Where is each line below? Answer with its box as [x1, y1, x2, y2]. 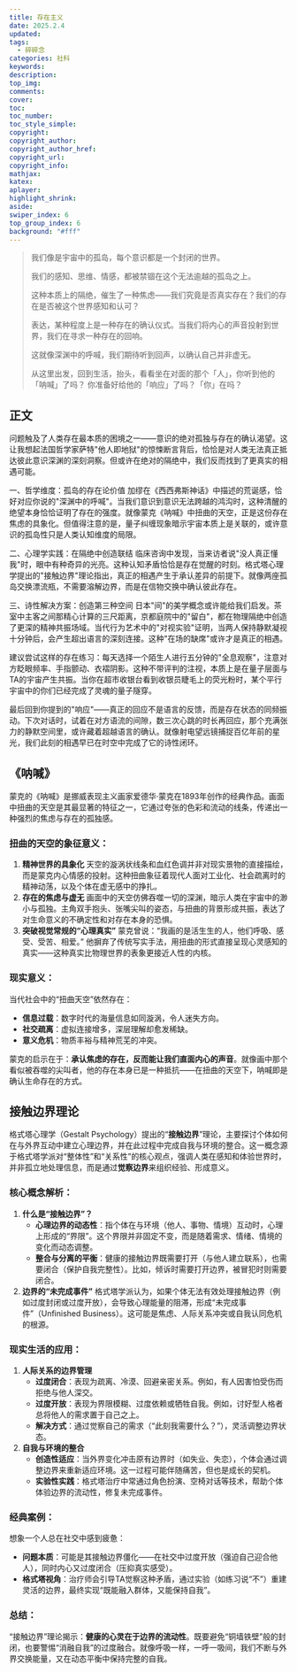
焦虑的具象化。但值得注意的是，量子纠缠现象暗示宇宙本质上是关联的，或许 [9, 519, 280, 529]
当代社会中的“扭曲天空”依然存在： [9, 993, 133, 1005]
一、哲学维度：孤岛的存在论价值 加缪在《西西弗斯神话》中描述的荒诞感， [9, 485, 275, 496]
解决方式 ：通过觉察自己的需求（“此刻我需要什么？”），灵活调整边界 [34, 1421, 278, 1430]
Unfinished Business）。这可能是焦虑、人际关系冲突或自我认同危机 [41, 1307, 283, 1319]
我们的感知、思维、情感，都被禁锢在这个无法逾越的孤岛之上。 [30, 271, 256, 281]
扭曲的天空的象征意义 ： [9, 837, 109, 850]
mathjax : [9, 169, 42, 178]
